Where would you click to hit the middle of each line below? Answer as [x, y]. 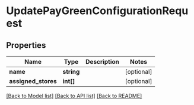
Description [103, 62]
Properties [26, 45]
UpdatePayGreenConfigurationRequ [97, 11]
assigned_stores [33, 81]
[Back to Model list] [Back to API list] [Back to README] [74, 96]
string [71, 72]
